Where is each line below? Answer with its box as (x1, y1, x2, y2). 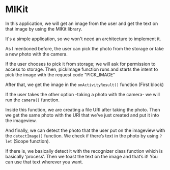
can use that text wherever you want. (5, 159, 83, 165)
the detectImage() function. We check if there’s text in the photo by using (5, 132, 159, 138)
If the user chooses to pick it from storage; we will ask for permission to (5, 61, 156, 67)
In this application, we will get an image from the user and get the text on (5, 20, 158, 26)
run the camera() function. (5, 97, 60, 103)
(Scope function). (13, 138, 50, 144)
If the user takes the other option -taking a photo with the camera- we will (5, 91, 160, 97)
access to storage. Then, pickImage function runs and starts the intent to (5, 66, 158, 72)
